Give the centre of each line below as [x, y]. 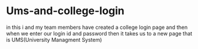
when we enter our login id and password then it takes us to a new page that [99, 33]
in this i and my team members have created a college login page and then [97, 27]
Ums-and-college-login [65, 11]
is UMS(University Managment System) [54, 40]
